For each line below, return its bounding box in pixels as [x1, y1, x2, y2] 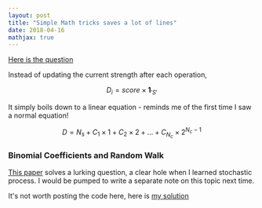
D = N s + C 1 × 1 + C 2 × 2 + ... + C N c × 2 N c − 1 [62, 126, 202, 140]
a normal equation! [8, 111, 69, 120]
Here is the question [8, 55, 74, 64]
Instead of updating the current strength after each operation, [8, 70, 208, 79]
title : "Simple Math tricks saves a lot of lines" [8, 19, 177, 27]
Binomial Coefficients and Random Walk [8, 150, 165, 161]
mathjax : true [8, 33, 55, 42]
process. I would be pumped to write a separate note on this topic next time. [8, 176, 255, 185]
